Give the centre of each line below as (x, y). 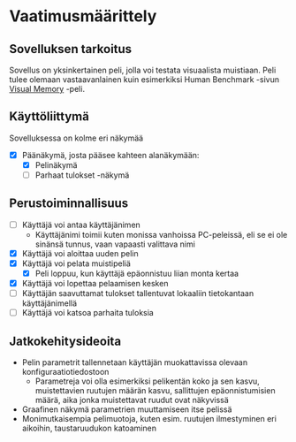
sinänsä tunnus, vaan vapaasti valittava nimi (115, 244)
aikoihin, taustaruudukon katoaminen (89, 428)
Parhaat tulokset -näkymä (82, 175)
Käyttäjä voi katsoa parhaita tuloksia (88, 313)
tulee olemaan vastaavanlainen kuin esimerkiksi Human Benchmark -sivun (144, 80)
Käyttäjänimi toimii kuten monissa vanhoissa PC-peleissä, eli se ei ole (161, 234)
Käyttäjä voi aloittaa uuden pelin (80, 253)
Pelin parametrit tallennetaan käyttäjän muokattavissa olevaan (135, 362)
